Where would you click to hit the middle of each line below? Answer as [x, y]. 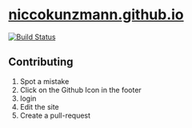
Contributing [41, 62]
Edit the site [40, 106]
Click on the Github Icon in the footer [80, 90]
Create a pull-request [55, 115]
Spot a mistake [44, 81]
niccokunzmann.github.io [96, 15]
